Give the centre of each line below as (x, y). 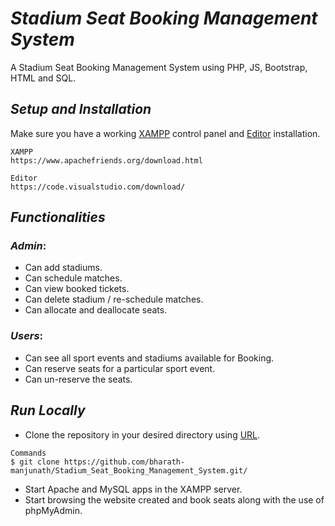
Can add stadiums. (63, 268)
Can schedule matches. (73, 278)
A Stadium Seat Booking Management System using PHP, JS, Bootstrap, (159, 67)
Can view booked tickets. (77, 289)
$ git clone (35, 462)
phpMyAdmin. (53, 510)
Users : (27, 336)
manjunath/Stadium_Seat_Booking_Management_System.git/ (129, 470)
